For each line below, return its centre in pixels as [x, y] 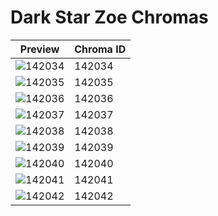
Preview [39, 49]
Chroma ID [100, 49]
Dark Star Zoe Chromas [109, 17]
